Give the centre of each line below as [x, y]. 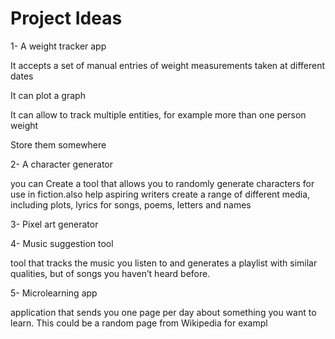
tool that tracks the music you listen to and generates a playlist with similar [164, 263]
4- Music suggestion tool [62, 243]
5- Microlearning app [54, 293]
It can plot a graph [48, 95]
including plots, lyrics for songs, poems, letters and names [131, 204]
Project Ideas [66, 18]
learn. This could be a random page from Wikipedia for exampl [139, 323]
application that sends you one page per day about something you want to [163, 312]
